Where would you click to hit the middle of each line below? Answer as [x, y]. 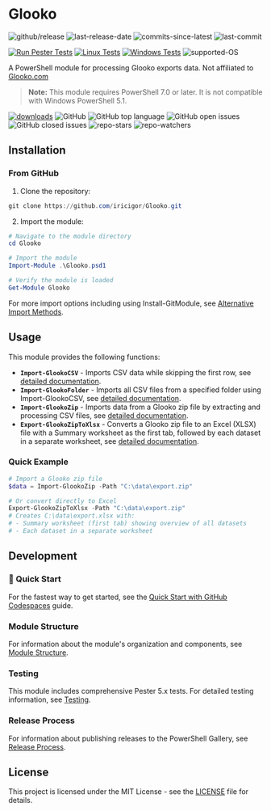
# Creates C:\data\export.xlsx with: [72, 516]
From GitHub [33, 173]
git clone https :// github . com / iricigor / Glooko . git [95, 206]
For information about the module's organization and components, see [125, 644]
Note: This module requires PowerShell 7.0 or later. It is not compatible [145, 92]
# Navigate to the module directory [70, 236]
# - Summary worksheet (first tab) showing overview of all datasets [128, 524]
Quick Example [38, 462]
